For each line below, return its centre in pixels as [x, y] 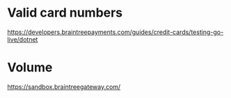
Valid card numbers [65, 13]
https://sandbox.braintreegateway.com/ [64, 87]
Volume [30, 68]
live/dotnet [23, 39]
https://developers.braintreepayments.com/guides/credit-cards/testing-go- [115, 32]
